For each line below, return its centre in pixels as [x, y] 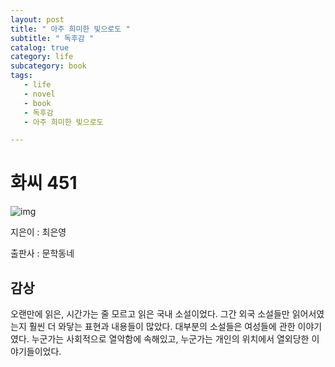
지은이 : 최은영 [38, 232]
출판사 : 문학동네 [42, 253]
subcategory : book [48, 66]
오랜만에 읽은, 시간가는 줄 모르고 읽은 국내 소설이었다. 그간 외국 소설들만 [150, 314]
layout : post [37, 19]
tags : [21, 76]
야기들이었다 [35, 351]
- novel [39, 94]
